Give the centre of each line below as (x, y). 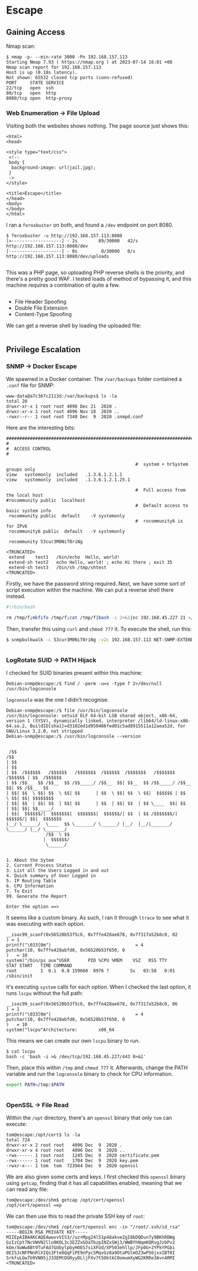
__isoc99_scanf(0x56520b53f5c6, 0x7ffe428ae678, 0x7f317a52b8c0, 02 (92, 935)
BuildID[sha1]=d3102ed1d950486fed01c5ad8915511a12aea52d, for (108, 726)
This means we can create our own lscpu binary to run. (73, 1040)
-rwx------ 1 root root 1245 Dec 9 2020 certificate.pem (83, 1156)
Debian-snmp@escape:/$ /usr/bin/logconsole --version (74, 736)
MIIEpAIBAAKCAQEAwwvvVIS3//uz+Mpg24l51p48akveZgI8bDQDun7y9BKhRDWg (91, 1237)
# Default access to (162, 505)
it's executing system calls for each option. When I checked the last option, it (99, 987)
